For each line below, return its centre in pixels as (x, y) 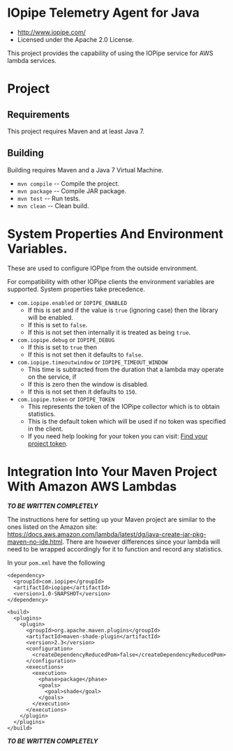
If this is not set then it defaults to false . (85, 355)
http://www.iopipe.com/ (51, 32)
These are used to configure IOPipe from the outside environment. (103, 268)
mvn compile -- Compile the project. (68, 184)
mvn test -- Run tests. (49, 198)
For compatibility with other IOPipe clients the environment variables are (111, 281)
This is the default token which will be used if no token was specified (127, 421)
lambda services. (32, 60)
